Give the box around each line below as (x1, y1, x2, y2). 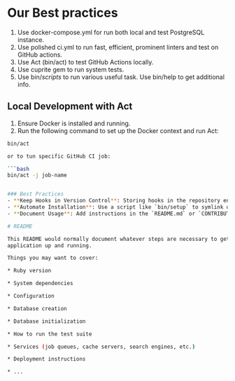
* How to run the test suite (7, 331, 92, 338)
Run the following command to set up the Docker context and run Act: (17, 126, 219, 134)
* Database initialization (7, 317, 86, 325)
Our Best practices (7, 5, 118, 21)
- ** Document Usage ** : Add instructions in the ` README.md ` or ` (7, 210, 201, 217)
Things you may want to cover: (7, 254, 99, 262)
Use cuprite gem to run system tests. (17, 65, 124, 74)
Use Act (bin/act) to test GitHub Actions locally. (17, 57, 154, 66)
